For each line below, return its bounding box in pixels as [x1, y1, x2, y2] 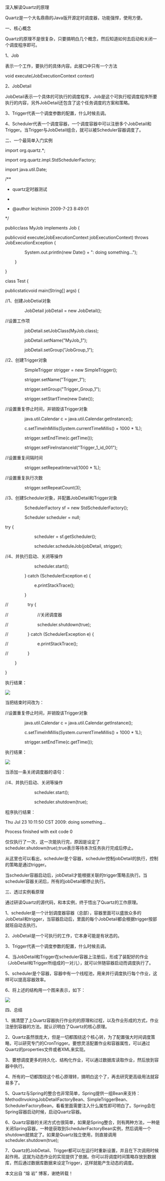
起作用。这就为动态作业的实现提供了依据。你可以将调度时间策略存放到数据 [5, 1154, 156, 1159]
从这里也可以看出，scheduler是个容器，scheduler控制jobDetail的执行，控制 [5, 856, 159, 861]
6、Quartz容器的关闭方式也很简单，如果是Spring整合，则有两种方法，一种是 [5, 1119, 160, 1125]
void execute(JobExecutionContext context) [5, 73, 95, 79]
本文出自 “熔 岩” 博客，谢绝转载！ [5, 1171, 73, 1176]
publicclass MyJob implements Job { [5, 225, 80, 231]
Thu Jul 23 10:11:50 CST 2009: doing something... [5, 819, 106, 825]
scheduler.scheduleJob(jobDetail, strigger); [34, 543, 123, 549]
